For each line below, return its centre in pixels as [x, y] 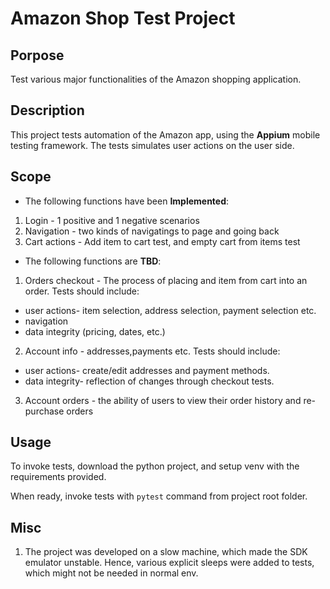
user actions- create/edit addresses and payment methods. [147, 370]
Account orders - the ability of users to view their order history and [163, 400]
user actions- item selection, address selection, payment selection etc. [170, 310]
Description [47, 110]
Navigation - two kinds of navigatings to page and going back [152, 231]
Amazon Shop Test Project [123, 18]
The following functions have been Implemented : [127, 201]
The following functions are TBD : [93, 261]
